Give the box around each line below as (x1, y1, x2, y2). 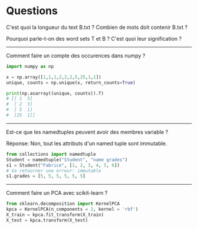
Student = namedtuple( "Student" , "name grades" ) (6, 156, 128, 163)
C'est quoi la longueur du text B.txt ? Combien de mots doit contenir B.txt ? (6, 24, 188, 31)
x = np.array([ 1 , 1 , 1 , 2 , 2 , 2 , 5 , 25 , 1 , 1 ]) (6, 74, 101, 80)
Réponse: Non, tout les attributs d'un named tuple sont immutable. (6, 140, 167, 147)
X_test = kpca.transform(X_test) (6, 217, 88, 223)
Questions (6, 4, 58, 18)
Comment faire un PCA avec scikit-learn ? (6, 189, 108, 197)
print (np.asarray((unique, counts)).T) (6, 90, 104, 96)
